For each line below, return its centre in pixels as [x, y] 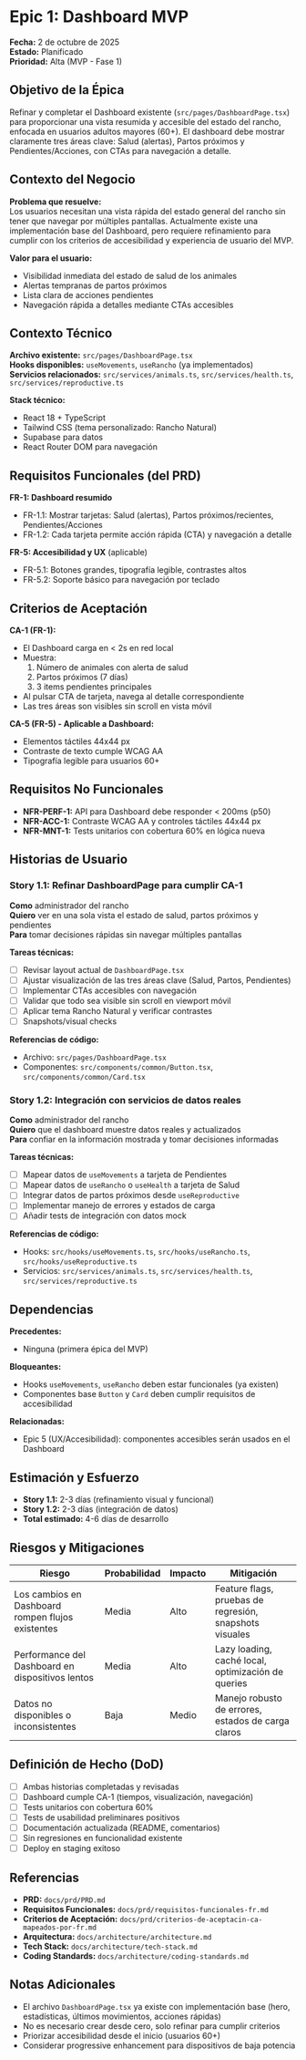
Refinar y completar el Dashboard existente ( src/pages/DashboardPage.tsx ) [150, 112]
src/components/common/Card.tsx [84, 1077]
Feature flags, [245, 1589]
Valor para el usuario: [51, 258]
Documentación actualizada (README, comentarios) [121, 1827]
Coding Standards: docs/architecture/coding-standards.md [135, 1956]
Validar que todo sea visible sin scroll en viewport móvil [127, 1000]
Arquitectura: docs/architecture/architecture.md [117, 1936]
